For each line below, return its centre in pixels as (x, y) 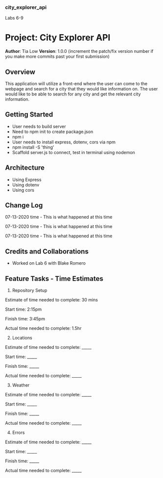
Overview (20, 72)
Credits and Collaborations (47, 251)
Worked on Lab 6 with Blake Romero (49, 263)
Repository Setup (30, 291)
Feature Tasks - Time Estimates (54, 279)
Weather (21, 385)
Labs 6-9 (14, 18)
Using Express (27, 180)
